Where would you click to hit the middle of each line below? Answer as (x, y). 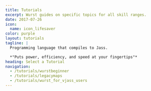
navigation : (18, 67)
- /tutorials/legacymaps (36, 76)
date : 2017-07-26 (24, 19)
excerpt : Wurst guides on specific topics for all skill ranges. (76, 15)
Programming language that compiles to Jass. (59, 48)
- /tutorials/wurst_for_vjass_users (49, 81)
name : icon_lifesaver (33, 29)
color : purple (20, 34)
